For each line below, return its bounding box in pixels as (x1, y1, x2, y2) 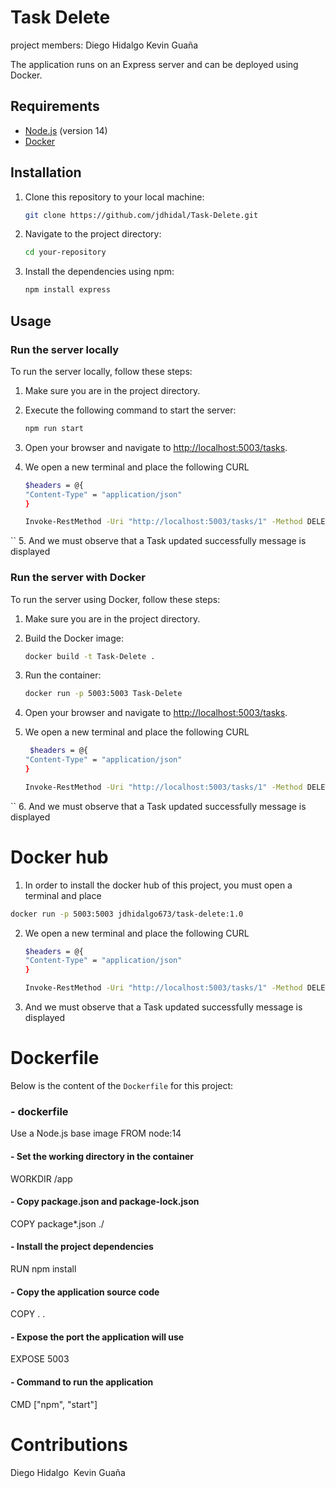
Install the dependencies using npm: (24, 266, 175, 278)
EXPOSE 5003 (10, 1353, 70, 1365)
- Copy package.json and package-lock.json (10, 1196, 200, 1208)
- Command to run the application (10, 1376, 154, 1388)
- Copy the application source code (10, 1286, 160, 1298)
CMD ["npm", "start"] (10, 1398, 98, 1410)
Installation (10, 164, 82, 181)
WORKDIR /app (10, 1172, 73, 1185)
